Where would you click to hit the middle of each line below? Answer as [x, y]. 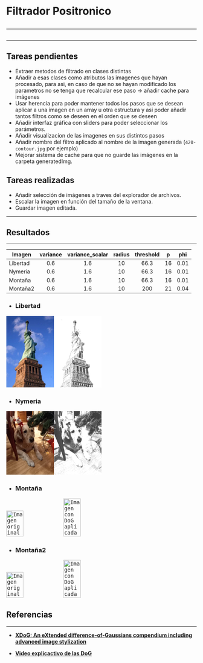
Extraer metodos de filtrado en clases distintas [73, 71]
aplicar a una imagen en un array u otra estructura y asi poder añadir [101, 110]
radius [121, 254]
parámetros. [30, 129]
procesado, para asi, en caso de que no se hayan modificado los [95, 84]
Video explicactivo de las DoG [53, 653]
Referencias [30, 615]
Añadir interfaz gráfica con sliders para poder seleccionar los [91, 122]
